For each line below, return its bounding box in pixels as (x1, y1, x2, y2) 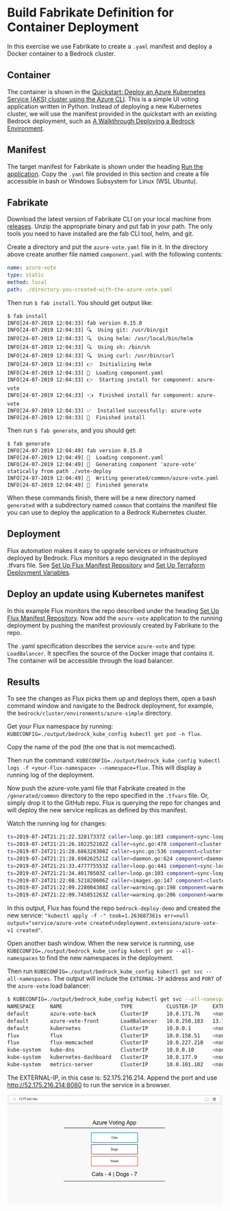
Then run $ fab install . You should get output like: (7, 298, 153, 307)
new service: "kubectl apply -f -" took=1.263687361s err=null (7, 911, 190, 920)
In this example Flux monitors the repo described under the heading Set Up (7, 606, 220, 614)
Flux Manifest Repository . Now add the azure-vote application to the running (7, 614, 222, 622)
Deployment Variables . (7, 568, 71, 577)
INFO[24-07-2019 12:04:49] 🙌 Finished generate (7, 481, 149, 489)
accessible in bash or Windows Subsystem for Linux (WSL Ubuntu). (7, 177, 198, 185)
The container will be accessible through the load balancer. (7, 656, 175, 665)
